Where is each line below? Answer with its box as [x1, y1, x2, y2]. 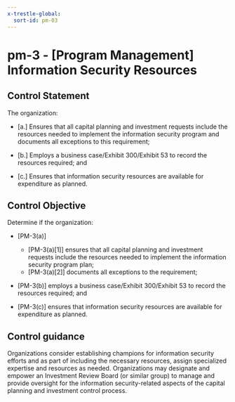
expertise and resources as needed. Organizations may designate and [7, 364, 210, 372]
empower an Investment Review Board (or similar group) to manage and [7, 372, 215, 380]
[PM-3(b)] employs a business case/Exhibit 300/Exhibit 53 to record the [17, 282, 226, 290]
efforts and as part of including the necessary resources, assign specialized [7, 356, 227, 365]
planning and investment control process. [7, 387, 128, 395]
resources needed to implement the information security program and [17, 129, 220, 138]
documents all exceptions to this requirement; [17, 137, 150, 145]
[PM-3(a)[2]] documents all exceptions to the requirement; [27, 268, 198, 276]
